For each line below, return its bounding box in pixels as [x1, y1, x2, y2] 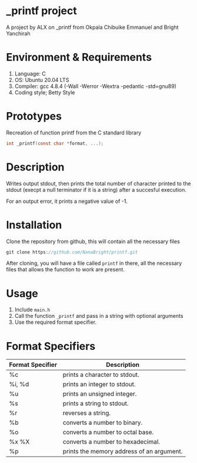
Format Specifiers [6, 339, 96, 353]
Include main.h [14, 306, 51, 313]
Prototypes [6, 110, 62, 123]
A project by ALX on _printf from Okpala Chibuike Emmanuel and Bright [6, 24, 179, 31]
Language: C [14, 70, 46, 77]
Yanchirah [6, 29, 31, 37]
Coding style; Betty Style [14, 88, 75, 96]
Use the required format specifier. [14, 318, 97, 326]
